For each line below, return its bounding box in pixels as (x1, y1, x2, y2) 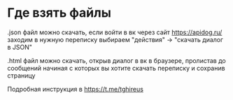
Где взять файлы (7, 5, 112, 21)
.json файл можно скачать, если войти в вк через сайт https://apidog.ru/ (7, 28, 223, 36)
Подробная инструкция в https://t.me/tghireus (7, 85, 143, 93)
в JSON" (7, 43, 33, 51)
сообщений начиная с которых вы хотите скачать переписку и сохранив (7, 64, 225, 72)
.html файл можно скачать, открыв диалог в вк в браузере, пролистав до (7, 56, 226, 64)
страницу (7, 71, 36, 80)
